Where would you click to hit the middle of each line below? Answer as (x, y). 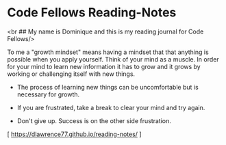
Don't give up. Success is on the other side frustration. (94, 120)
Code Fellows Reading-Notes (92, 13)
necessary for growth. (48, 94)
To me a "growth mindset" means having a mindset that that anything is (108, 52)
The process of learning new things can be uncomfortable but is (108, 87)
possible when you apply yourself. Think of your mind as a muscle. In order (113, 59)
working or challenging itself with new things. (71, 74)
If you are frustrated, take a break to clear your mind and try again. (111, 107)
